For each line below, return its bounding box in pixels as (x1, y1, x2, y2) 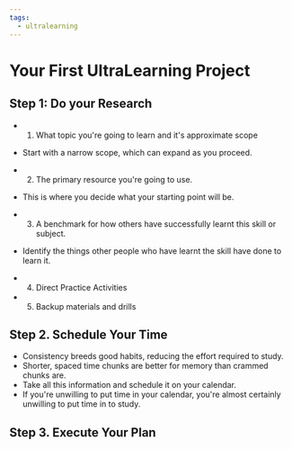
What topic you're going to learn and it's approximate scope (35, 130, 259, 140)
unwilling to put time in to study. (22, 399, 141, 409)
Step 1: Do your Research (9, 96, 153, 112)
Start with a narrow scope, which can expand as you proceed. (22, 147, 253, 157)
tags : (9, 13, 30, 22)
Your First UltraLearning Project (9, 60, 251, 81)
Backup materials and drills (35, 301, 137, 311)
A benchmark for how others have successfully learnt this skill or (35, 218, 277, 229)
